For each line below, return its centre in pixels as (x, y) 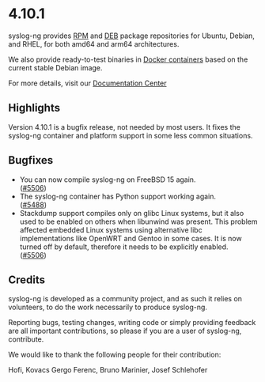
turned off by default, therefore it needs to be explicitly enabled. (124, 247)
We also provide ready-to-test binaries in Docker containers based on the (128, 59)
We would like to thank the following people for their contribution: (115, 355)
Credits (27, 280)
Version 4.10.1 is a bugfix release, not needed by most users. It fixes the (125, 127)
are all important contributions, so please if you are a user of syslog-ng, (125, 331)
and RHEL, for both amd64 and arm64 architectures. (94, 43)
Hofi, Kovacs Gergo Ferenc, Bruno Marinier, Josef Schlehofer (108, 370)
